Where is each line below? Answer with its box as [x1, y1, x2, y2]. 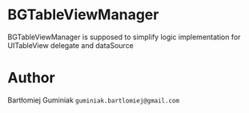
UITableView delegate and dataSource [7, 40, 134, 50]
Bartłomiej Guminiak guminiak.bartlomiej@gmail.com [7, 95, 180, 105]
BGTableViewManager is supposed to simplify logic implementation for [7, 32, 241, 42]
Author [7, 69, 55, 87]
